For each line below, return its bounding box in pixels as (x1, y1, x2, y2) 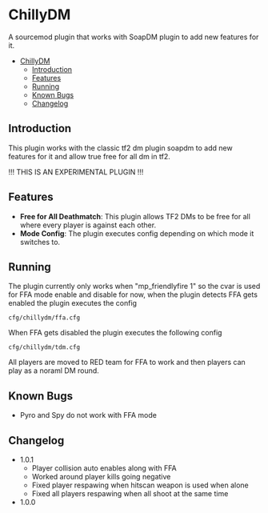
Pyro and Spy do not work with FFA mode (19, 411, 158, 420)
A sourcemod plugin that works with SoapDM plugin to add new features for (8, 32, 259, 42)
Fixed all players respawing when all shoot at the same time (31, 489, 229, 498)
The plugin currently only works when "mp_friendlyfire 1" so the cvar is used (8, 282, 261, 291)
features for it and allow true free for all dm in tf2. (8, 151, 170, 161)
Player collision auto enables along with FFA (31, 463, 178, 473)
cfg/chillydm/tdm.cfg (8, 343, 81, 351)
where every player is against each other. (19, 220, 157, 230)
